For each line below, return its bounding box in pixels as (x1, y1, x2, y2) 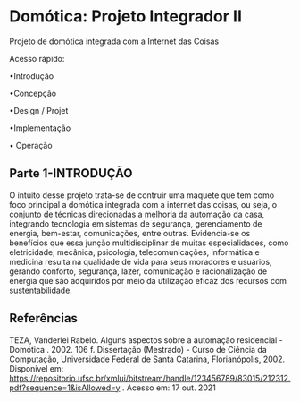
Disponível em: (9, 363, 64, 373)
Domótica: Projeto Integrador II (9, 6, 243, 27)
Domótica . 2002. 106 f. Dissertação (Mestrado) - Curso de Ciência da (9, 344, 268, 355)
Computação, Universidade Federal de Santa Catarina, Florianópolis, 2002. (9, 354, 286, 364)
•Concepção (9, 88, 56, 98)
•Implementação (9, 123, 71, 133)
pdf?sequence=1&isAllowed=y (9, 382, 121, 393)
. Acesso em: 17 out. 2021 (121, 382, 216, 393)
